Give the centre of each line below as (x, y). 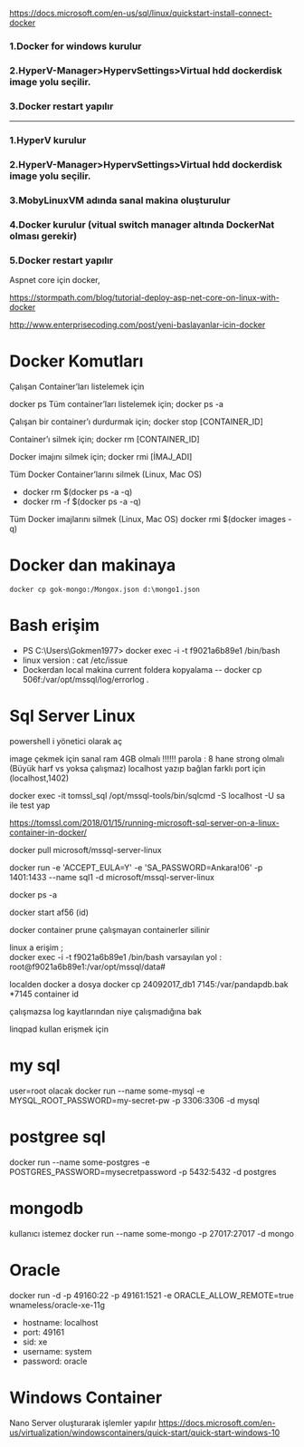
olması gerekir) (43, 236)
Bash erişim (55, 626)
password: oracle (55, 1361)
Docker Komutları (76, 361)
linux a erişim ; (36, 947)
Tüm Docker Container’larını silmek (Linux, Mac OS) (106, 474)
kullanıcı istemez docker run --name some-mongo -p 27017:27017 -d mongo (152, 1233)
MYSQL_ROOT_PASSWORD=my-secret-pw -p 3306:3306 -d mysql (134, 1100)
